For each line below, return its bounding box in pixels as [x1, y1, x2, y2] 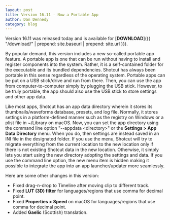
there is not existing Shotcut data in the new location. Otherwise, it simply [5, 146, 159, 153]
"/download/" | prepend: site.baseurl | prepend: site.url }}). [5, 41, 128, 47]
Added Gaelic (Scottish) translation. [12, 209, 88, 215]
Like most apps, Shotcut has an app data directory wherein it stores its [5, 103, 153, 109]
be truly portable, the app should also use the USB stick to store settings [5, 88, 157, 94]
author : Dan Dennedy [5, 17, 49, 22]
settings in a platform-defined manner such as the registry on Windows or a [5, 115, 164, 121]
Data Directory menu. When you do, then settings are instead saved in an [5, 130, 159, 137]
